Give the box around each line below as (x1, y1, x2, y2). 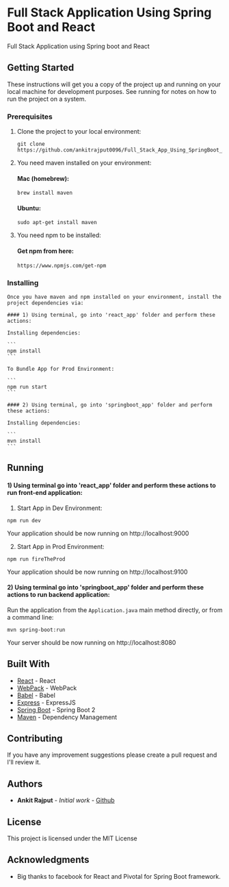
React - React (16, 677, 56, 685)
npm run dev (7, 517, 41, 524)
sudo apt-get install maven (16, 219, 97, 226)
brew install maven (16, 190, 73, 197)
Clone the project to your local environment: (16, 127, 142, 136)
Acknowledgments (7, 854, 90, 866)
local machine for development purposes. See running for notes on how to (7, 87, 217, 95)
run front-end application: (7, 488, 83, 496)
